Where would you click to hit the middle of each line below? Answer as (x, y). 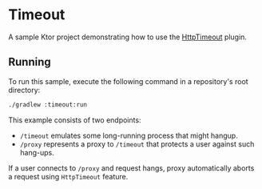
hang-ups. (37, 152)
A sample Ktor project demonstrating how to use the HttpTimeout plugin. (128, 37)
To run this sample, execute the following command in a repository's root (129, 81)
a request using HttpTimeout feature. (68, 176)
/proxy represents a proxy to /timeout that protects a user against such (137, 144)
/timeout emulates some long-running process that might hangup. (129, 135)
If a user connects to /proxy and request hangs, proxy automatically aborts (131, 168)
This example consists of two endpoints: (75, 120)
